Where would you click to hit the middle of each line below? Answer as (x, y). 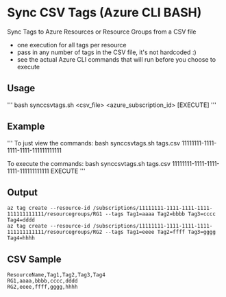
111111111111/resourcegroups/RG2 (55, 232)
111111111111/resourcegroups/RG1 (55, 214)
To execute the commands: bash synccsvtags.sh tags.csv (89, 163)
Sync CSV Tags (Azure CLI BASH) (104, 13)
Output (22, 192)
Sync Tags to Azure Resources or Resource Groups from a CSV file (102, 32)
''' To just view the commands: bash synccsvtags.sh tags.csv (93, 143)
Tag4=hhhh (21, 238)
